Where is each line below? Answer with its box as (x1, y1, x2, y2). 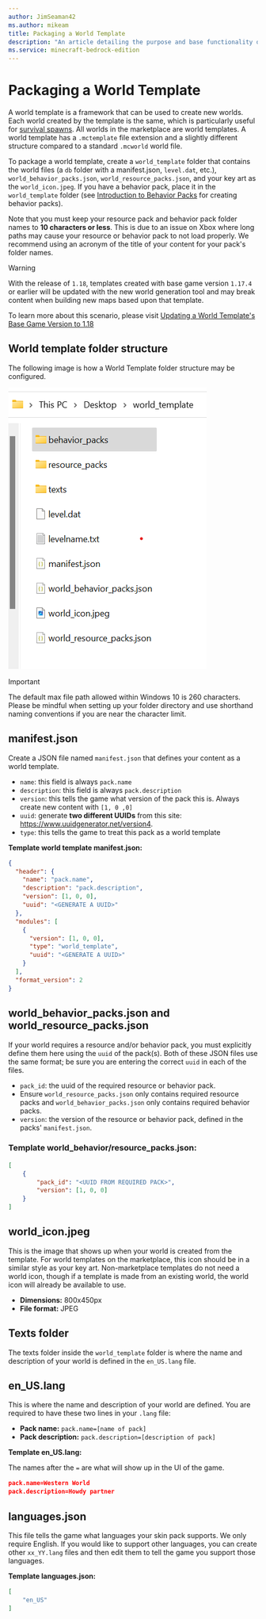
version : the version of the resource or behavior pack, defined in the (19, 1114, 244, 1123)
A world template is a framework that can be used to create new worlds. (8, 108, 244, 117)
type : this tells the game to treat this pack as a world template (19, 827, 221, 836)
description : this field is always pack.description (19, 785, 182, 794)
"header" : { (15, 867, 55, 875)
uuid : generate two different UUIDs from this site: (19, 810, 182, 820)
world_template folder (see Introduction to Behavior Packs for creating (8, 190, 237, 200)
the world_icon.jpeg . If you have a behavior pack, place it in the (8, 182, 216, 192)
